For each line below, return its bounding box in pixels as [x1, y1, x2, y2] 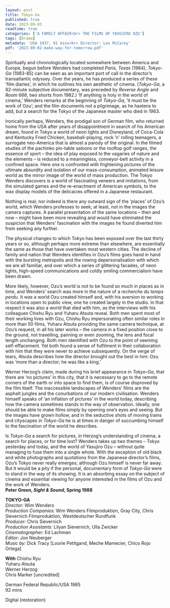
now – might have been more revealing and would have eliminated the [5, 215, 152, 221]
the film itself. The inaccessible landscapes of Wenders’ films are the [5, 385, 150, 391]
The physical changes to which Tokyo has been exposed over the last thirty [5, 235, 164, 241]
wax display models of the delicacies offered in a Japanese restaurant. [5, 188, 154, 194]
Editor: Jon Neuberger [5, 535, 52, 541]
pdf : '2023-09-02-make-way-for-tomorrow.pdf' [5, 45, 103, 50]
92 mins [5, 587, 22, 593]
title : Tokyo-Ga [5, 12, 40, 17]
